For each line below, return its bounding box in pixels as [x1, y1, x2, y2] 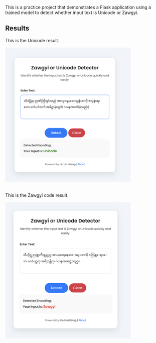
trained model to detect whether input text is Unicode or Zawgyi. [5, 10, 139, 16]
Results [5, 24, 30, 33]
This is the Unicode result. [5, 37, 59, 43]
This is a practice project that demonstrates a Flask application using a [5, 5, 151, 10]
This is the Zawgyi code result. [5, 192, 69, 198]
